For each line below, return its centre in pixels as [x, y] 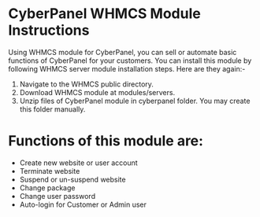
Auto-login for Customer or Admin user [83, 204]
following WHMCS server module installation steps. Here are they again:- [127, 68]
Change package [47, 188]
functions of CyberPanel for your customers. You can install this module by [130, 61]
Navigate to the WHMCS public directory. [86, 84]
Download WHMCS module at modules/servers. [97, 92]
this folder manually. [52, 109]
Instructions [49, 30]
